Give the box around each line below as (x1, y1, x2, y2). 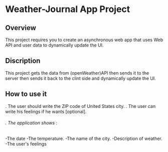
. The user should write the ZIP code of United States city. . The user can (5, 103, 156, 109)
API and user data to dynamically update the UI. (5, 42, 104, 48)
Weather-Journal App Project (5, 4, 130, 15)
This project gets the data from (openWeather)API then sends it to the (5, 70, 149, 76)
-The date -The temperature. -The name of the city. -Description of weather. (5, 135, 163, 141)
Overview (5, 24, 37, 32)
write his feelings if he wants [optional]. (5, 108, 87, 114)
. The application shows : (5, 120, 58, 126)
